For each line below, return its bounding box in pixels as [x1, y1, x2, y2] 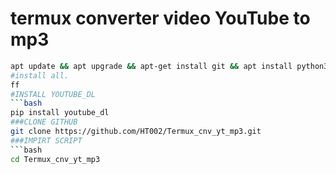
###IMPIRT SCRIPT [10, 135, 83, 146]
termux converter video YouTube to [10, 7, 311, 30]
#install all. [10, 70, 70, 81]
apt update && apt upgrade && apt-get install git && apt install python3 [10, 61, 329, 71]
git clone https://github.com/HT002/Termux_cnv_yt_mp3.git [10, 127, 262, 137]
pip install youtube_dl [10, 108, 110, 118]
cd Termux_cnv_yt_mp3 [10, 154, 101, 164]
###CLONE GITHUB [10, 117, 78, 127]
